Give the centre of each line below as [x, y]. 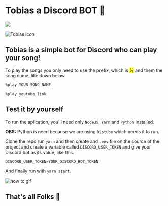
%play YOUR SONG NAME [28, 85]
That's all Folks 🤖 [33, 197]
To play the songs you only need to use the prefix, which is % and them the [84, 70]
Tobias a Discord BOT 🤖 [55, 10]
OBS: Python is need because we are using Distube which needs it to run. [82, 131]
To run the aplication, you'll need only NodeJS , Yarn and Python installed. [80, 122]
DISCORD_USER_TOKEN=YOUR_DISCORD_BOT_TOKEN [52, 161]
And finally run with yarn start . [38, 171]
